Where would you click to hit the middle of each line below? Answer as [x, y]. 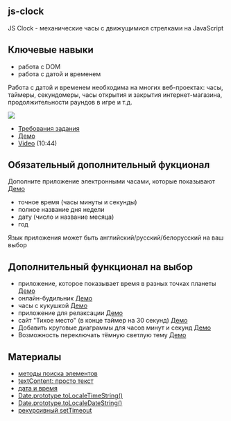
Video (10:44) [37, 143]
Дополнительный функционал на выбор [101, 267]
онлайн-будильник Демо [55, 298]
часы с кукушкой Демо [53, 306]
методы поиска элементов [58, 374]
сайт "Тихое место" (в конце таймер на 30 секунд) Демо [103, 321]
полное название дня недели [61, 210]
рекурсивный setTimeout [55, 411]
